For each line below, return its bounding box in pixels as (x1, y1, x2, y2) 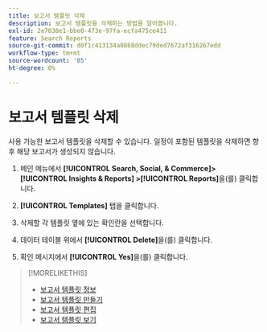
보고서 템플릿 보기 (39, 314, 97, 324)
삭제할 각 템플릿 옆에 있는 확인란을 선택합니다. (19, 218, 165, 227)
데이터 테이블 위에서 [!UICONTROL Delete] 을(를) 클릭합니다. (19, 235, 213, 244)
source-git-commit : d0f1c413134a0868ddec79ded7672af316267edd (8, 42, 221, 50)
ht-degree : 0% (8, 64, 56, 72)
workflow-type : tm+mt (8, 49, 81, 57)
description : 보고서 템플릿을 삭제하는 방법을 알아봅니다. (8, 19, 179, 27)
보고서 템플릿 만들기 (39, 294, 103, 304)
